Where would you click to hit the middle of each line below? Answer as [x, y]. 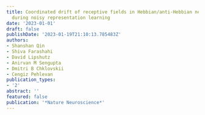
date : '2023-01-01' [31, 23]
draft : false [23, 29]
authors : [17, 40]
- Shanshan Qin [26, 46]
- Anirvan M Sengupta [34, 63]
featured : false [27, 97]
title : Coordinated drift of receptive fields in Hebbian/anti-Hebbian [99, 12]
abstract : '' [23, 91]
